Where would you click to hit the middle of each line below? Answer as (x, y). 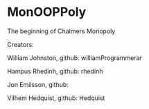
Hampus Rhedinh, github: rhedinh (55, 71)
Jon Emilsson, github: (38, 84)
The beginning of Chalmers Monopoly (61, 31)
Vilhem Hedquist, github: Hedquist (56, 98)
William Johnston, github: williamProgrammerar (74, 58)
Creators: (20, 44)
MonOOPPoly (47, 12)
